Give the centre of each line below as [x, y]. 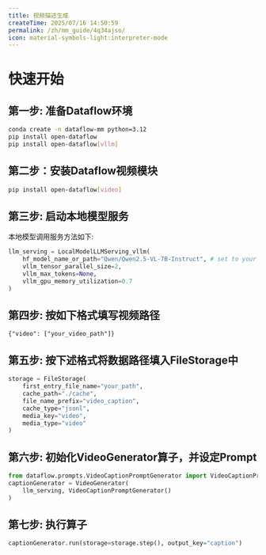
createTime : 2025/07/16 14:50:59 [63, 23]
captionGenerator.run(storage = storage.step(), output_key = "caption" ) [125, 543]
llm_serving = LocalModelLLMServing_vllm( [79, 252]
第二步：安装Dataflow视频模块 [83, 171]
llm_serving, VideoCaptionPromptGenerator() [97, 490]
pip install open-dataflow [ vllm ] [63, 144]
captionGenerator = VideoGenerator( [68, 483]
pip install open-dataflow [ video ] [65, 190]
